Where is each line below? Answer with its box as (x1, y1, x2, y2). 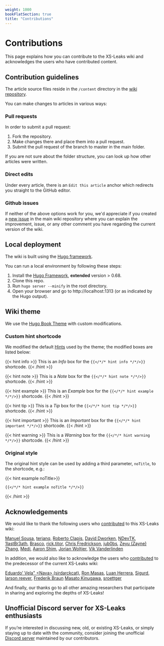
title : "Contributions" (5, 16, 54, 21)
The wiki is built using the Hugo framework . (5, 253, 93, 259)
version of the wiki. (5, 226, 44, 232)
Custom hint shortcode (5, 333, 61, 340)
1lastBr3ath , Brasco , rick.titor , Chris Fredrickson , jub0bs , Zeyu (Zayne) (5, 541, 147, 547)
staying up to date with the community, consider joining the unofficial (5, 630, 144, 636)
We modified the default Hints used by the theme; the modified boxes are (5, 344, 153, 349)
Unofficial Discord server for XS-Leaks (5, 604, 126, 613)
